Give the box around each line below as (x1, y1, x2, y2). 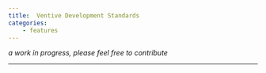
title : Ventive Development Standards (8, 11, 140, 20)
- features (22, 26, 59, 34)
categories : (8, 19, 47, 27)
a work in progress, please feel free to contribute (8, 48, 169, 58)
